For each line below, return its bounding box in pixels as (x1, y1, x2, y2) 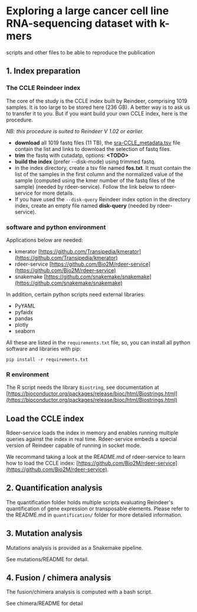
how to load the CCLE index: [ (6, 460, 78, 467)
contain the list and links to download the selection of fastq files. (14, 145, 172, 152)
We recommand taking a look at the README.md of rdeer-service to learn (6, 453, 186, 460)
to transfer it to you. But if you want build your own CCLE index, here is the (6, 109, 188, 117)
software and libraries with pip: (6, 345, 81, 352)
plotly (14, 321, 29, 328)
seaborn (14, 327, 35, 334)
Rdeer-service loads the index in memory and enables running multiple (6, 429, 179, 436)
